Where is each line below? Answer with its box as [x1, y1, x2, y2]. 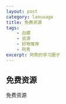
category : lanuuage [6, 14, 54, 20]
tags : [6, 25, 19, 31]
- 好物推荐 [16, 41, 40, 47]
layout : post [6, 8, 38, 15]
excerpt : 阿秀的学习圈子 [6, 52, 60, 58]
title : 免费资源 [6, 19, 42, 25]
